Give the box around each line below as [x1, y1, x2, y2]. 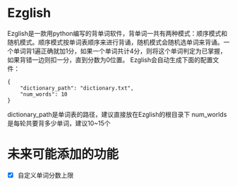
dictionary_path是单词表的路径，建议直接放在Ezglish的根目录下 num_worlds [7, 110, 227, 118]
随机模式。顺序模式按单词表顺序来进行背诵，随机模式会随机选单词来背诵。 [7, 37, 224, 46]
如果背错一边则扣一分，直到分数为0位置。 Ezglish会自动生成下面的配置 [7, 55, 213, 64]
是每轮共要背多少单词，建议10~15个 [7, 118, 111, 128]
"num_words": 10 [20, 90, 68, 98]
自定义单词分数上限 [17, 170, 74, 179]
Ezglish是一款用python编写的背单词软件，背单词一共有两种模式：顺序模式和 [7, 29, 228, 37]
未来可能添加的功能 [7, 147, 119, 163]
